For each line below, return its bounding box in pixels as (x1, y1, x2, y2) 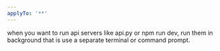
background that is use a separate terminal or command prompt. (7, 35, 191, 44)
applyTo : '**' (7, 10, 48, 17)
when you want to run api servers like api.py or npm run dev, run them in (7, 29, 214, 37)
